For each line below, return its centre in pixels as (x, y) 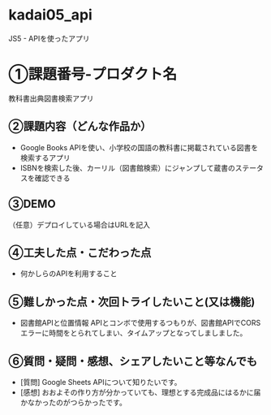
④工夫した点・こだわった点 (80, 252)
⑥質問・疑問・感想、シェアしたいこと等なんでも (133, 361)
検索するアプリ (45, 158)
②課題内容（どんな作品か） (80, 126)
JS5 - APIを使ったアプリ (49, 38)
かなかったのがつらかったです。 (73, 402)
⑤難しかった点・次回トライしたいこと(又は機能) (132, 302)
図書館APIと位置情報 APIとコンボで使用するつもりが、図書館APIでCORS (140, 323)
